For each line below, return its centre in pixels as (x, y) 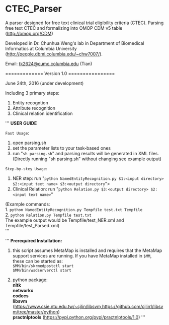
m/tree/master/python (35, 312)
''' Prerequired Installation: (34, 240)
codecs (20, 296)
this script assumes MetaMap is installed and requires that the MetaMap (87, 250)
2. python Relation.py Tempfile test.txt (49, 215)
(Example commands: (28, 204)
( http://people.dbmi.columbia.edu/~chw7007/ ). (54, 54)
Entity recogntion (30, 103)
